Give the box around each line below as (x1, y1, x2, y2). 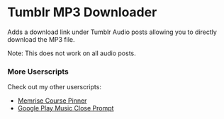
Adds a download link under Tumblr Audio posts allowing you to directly (7, 28, 218, 36)
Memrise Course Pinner (17, 96, 87, 105)
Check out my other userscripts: (7, 83, 101, 91)
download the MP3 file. (7, 35, 76, 43)
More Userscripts (7, 67, 69, 76)
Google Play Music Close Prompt (17, 104, 114, 113)
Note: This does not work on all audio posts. (7, 49, 136, 57)
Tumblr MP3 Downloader (7, 4, 157, 21)
